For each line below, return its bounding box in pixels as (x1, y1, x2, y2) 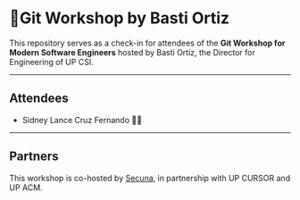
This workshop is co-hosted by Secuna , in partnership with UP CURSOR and (9, 172, 291, 183)
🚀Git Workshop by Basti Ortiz (9, 8, 230, 29)
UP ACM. (9, 182, 43, 193)
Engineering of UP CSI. (9, 56, 94, 67)
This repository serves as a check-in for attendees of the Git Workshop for (9, 37, 286, 48)
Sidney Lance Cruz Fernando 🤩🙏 (21, 114, 143, 125)
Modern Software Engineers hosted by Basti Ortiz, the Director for (9, 46, 256, 57)
